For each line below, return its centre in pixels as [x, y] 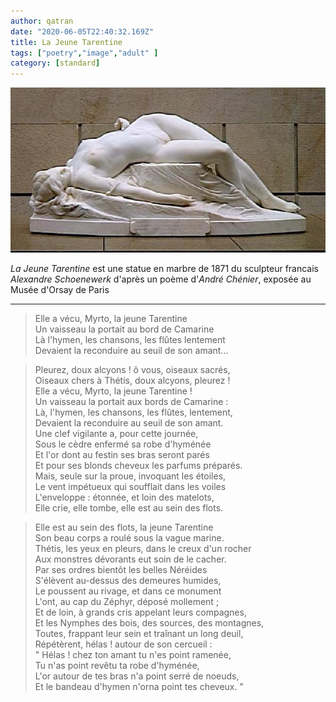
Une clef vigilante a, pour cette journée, [116, 434]
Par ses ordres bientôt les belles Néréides [121, 570]
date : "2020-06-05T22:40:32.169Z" [82, 31]
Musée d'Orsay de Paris [60, 290]
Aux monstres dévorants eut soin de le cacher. [130, 559]
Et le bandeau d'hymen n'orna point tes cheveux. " [139, 687]
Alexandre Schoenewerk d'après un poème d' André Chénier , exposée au [161, 279]
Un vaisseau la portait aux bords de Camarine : [131, 402]
